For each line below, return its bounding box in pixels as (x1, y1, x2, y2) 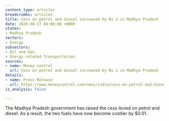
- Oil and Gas (5, 49, 35, 54)
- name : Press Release (5, 77, 53, 82)
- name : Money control (5, 63, 53, 68)
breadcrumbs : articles (5, 12, 53, 17)
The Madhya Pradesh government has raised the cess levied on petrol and (5, 105, 160, 111)
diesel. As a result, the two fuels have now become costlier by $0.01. (5, 110, 147, 116)
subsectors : (5, 45, 30, 50)
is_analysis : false (5, 86, 46, 92)
